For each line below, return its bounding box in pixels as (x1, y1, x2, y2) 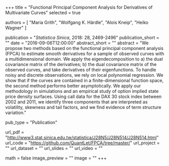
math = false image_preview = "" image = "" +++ (5, 155, 107, 161)
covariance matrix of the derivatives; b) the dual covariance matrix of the (5, 62, 157, 67)
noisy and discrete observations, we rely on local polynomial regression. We (5, 72, 163, 78)
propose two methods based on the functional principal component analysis (5, 45, 164, 51)
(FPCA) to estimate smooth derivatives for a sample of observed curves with (5, 50, 164, 57)
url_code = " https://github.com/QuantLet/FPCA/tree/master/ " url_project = (5, 140, 160, 146)
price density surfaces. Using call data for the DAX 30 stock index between (5, 93, 162, 99)
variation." (5, 109, 27, 116)
